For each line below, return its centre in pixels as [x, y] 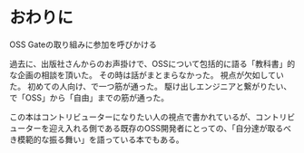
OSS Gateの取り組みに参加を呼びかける [83, 44]
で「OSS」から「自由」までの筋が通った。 [89, 97]
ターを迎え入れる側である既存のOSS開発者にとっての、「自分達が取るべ [158, 128]
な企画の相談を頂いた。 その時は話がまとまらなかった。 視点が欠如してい [147, 75]
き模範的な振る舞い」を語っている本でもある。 [97, 139]
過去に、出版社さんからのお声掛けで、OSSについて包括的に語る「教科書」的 [152, 63]
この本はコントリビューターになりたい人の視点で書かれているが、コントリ [148, 117]
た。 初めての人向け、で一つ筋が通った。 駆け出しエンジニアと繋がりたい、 [151, 86]
